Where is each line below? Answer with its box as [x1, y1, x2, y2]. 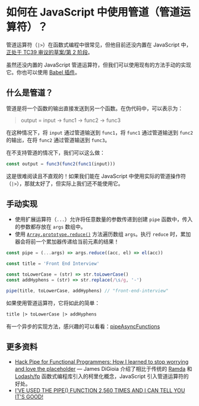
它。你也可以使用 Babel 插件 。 [6, 68, 81, 76]
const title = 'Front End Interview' [6, 261, 100, 267]
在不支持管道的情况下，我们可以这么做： [6, 149, 105, 156]
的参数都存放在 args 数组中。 [14, 223, 86, 230]
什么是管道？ [6, 88, 53, 98]
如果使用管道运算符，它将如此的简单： [6, 299, 100, 307]
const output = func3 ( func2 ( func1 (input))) [6, 161, 116, 167]
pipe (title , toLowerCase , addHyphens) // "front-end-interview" [6, 288, 169, 293]
